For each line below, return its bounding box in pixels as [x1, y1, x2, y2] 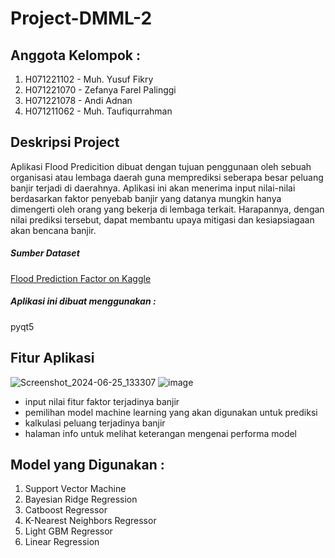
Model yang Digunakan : [10, 456, 165, 473]
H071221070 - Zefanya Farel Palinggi [24, 84, 177, 96]
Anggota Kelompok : [10, 47, 141, 64]
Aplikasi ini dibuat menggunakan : [10, 295, 157, 307]
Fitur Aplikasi [10, 350, 95, 367]
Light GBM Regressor [24, 525, 113, 537]
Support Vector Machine [24, 483, 127, 495]
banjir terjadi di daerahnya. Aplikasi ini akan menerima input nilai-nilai [10, 182, 296, 194]
